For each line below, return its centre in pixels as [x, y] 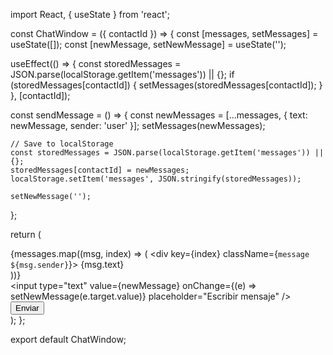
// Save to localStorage [62, 144]
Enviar [27, 308]
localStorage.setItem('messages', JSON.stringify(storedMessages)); [156, 179]
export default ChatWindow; [68, 339]
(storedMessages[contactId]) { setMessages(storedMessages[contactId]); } [166, 85]
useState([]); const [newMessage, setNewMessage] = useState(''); [148, 44]
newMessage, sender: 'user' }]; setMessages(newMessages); [138, 125]
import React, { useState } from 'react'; [90, 14]
